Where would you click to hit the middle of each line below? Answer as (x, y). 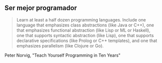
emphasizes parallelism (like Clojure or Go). (60, 45)
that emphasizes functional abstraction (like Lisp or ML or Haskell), (83, 30)
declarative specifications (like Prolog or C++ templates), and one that (87, 41)
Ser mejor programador (41, 8)
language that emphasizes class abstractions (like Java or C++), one (85, 25)
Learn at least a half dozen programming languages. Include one (81, 20)
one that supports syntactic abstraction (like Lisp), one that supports (85, 35)
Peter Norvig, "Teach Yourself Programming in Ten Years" (63, 55)
